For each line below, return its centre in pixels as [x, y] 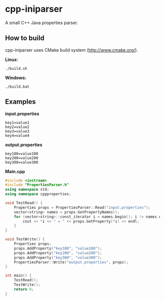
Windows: [16, 78]
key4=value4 [17, 135]
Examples [20, 102]
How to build [25, 38]
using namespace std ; [27, 190]
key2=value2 [17, 127]
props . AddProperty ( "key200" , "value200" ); [58, 253]
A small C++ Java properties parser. [42, 23]
